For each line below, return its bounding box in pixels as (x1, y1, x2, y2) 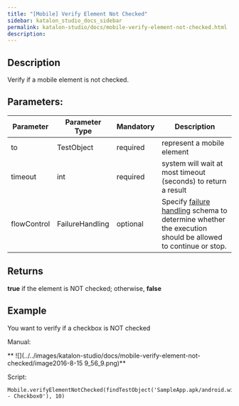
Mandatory (116, 122, 155, 132)
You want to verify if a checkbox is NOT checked (7, 324, 151, 332)
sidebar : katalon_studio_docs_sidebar (7, 17, 122, 24)
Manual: (7, 337, 31, 346)
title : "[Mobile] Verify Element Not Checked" (7, 10, 148, 18)
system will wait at (161, 158, 223, 168)
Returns (7, 265, 44, 277)
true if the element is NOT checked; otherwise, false (7, 284, 162, 292)
